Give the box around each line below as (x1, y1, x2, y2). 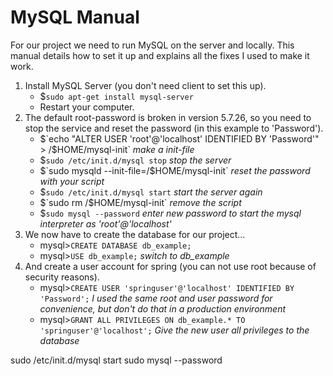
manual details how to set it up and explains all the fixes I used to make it (10, 49, 310, 61)
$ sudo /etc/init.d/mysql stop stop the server (39, 154, 232, 166)
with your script (39, 175, 105, 187)
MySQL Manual (10, 6, 140, 29)
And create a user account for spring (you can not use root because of (24, 260, 317, 272)
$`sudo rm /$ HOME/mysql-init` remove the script (39, 196, 242, 208)
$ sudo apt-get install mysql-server (39, 90, 194, 102)
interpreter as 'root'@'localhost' (39, 217, 172, 230)
